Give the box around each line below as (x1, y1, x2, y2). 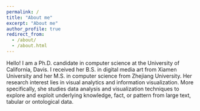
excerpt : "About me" (6, 20, 59, 26)
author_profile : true (6, 25, 61, 32)
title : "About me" (6, 15, 53, 21)
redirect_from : (6, 32, 45, 38)
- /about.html (12, 43, 47, 49)
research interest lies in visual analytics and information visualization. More (6, 78, 194, 86)
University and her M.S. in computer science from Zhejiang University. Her (6, 72, 192, 79)
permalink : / (6, 8, 39, 15)
